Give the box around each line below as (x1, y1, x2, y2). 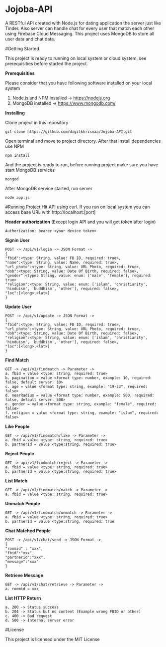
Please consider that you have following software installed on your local (5, 80, 153, 86)
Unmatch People (5, 500, 40, 506)
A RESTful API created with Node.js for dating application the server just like (5, 20, 162, 26)
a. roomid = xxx (5, 586, 39, 591)
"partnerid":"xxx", (5, 555, 46, 560)
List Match (5, 478, 28, 484)
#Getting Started (5, 45, 39, 51)
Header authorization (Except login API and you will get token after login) (5, 219, 156, 225)
